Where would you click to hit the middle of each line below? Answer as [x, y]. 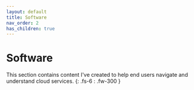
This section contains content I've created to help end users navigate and [97, 75]
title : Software [26, 17]
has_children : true [31, 28]
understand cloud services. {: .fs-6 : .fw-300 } [64, 81]
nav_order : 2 [23, 23]
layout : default [26, 12]
